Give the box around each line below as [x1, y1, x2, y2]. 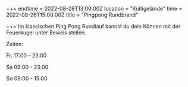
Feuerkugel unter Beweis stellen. [6, 29, 86, 36]
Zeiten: [6, 41, 24, 47]
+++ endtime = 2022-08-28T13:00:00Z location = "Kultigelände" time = [6, 5, 183, 12]
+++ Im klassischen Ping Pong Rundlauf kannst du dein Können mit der [6, 23, 181, 30]
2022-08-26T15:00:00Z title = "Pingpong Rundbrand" [6, 11, 139, 18]
